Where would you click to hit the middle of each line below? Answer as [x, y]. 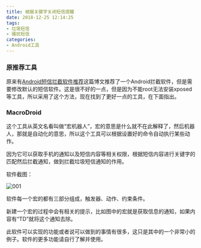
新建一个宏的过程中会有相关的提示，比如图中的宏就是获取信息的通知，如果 [98, 211]
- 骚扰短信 [18, 34]
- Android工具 [23, 46]
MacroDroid [24, 113]
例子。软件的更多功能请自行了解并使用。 [56, 239]
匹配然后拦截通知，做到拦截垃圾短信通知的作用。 [67, 162]
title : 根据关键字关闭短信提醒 [40, 12]
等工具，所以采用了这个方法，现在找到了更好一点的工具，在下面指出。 [93, 97]
